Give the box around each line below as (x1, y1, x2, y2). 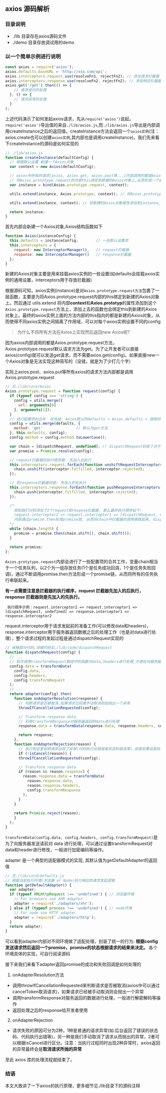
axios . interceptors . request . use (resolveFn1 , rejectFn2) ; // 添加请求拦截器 (5, 74, 160, 78)
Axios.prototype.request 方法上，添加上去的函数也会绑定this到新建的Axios (5, 306, 157, 312)
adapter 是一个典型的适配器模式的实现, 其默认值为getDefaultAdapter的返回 (5, 857, 158, 863)
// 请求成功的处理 (14, 87, 47, 93)
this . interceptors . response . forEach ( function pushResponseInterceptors (9, 485, 161, 490)
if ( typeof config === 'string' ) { (9, 393, 83, 398)
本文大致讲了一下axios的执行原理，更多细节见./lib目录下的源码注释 (5, 1083, 141, 1089)
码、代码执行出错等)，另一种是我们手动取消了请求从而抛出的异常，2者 (12, 1034, 156, 1040)
